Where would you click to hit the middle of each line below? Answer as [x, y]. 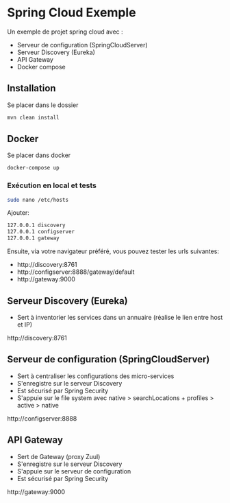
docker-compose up [33, 168]
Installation [31, 88]
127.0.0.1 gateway [33, 238]
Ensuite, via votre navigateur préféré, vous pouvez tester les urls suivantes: [113, 251]
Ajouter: [18, 213]
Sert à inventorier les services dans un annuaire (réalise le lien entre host [120, 317]
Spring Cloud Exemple [72, 13]
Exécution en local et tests [52, 185]
